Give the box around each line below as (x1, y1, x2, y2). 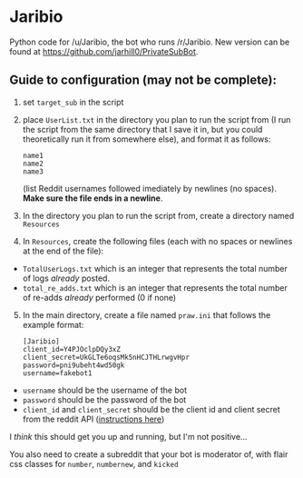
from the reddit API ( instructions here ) (22, 413, 165, 424)
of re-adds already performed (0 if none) (22, 292, 177, 303)
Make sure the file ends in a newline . (22, 193, 163, 204)
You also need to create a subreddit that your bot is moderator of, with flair (9, 448, 288, 460)
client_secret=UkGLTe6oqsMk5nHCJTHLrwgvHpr (22, 353, 191, 362)
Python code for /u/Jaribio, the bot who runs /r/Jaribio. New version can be (9, 36, 290, 47)
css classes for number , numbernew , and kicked (9, 458, 179, 469)
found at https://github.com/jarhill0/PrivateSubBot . (9, 45, 199, 56)
